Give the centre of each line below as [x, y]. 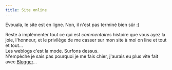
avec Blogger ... [21, 61]
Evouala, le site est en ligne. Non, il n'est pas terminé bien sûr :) [72, 25]
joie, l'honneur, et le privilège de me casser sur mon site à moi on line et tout [86, 40]
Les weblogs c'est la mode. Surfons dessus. [52, 51]
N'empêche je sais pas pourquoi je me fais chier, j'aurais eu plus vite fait [82, 56]
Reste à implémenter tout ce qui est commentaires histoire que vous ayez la [85, 34]
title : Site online [26, 10]
